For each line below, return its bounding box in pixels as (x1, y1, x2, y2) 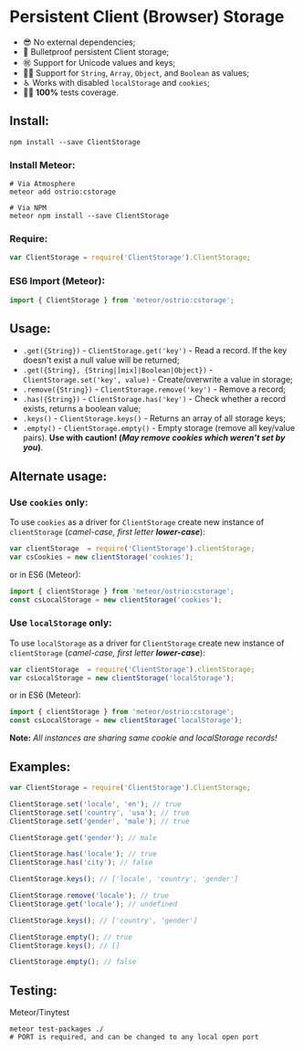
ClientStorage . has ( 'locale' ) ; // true (9, 849, 157, 859)
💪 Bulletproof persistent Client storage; (22, 46, 170, 57)
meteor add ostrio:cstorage (9, 187, 117, 197)
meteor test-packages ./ (9, 1025, 104, 1034)
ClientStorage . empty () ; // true (9, 932, 132, 941)
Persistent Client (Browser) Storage (9, 6, 285, 27)
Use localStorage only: (9, 616, 112, 629)
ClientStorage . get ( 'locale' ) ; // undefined (9, 899, 178, 909)
